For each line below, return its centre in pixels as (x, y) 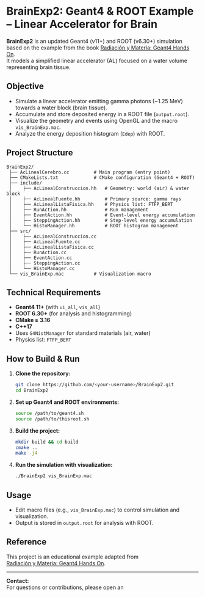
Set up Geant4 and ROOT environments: (67, 402)
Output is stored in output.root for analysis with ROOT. (84, 523)
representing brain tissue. (39, 67)
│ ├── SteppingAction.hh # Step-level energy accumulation (100, 220)
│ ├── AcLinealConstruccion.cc (53, 236)
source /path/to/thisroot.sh (52, 419)
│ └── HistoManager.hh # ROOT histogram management (94, 225)
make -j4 (26, 453)
